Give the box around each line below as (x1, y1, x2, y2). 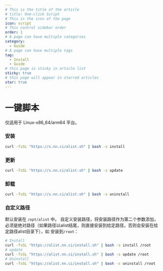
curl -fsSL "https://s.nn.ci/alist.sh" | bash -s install (5, 144, 125, 149)
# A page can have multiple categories (5, 35, 86, 40)
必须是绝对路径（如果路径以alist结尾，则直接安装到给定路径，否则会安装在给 (5, 223, 158, 229)
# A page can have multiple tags (5, 48, 73, 53)
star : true (5, 80, 27, 84)
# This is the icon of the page (5, 16, 71, 21)
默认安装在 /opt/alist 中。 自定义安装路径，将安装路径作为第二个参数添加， (5, 216, 159, 222)
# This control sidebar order (5, 25, 67, 30)
